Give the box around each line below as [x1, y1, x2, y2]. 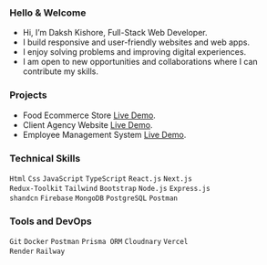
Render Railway [9, 247, 66, 257]
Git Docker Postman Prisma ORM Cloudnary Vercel [9, 238, 189, 247]
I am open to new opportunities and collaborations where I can [22, 57, 258, 68]
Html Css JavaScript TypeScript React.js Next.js [9, 174, 193, 184]
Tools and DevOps [9, 215, 93, 228]
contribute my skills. [22, 66, 98, 77]
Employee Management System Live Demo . [22, 129, 187, 140]
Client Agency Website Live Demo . [22, 119, 153, 130]
